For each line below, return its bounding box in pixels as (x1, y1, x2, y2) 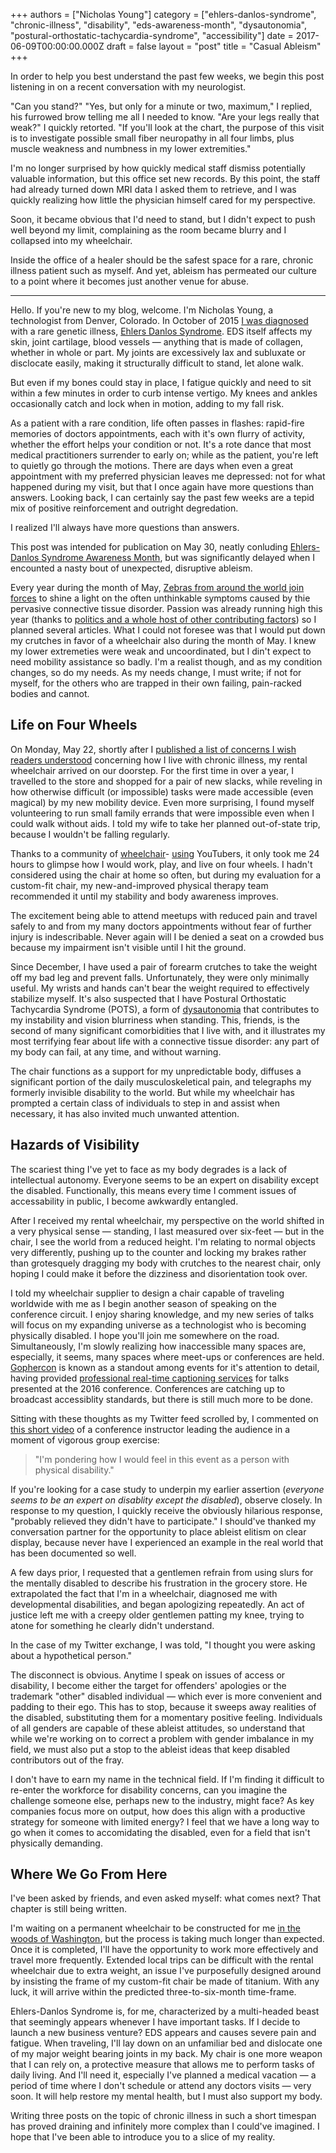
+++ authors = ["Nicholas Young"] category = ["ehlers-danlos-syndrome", (10, 9, 317, 20)
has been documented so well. (10, 1547, 137, 1559)
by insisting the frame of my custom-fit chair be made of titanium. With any (10, 1975, 320, 1988)
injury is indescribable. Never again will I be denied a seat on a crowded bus (10, 930, 325, 943)
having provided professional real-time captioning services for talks (10, 1372, 290, 1384)
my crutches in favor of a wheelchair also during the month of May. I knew (10, 635, 317, 646)
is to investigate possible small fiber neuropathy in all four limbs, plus (10, 132, 295, 144)
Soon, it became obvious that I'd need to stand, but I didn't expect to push (10, 214, 316, 225)
